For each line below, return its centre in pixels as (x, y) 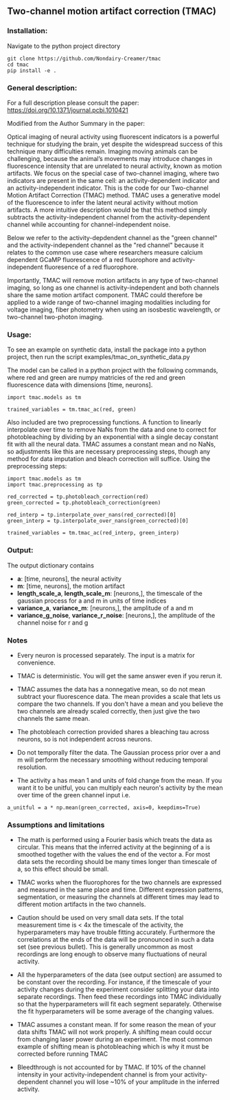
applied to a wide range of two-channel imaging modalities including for (109, 302)
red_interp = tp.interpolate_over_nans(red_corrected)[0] (92, 515)
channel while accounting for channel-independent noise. (89, 224)
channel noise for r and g (53, 623)
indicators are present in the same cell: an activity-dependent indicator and (113, 180)
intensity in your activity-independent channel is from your (100, 1075)
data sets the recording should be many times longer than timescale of (117, 862)
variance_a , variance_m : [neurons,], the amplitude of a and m (105, 607)
